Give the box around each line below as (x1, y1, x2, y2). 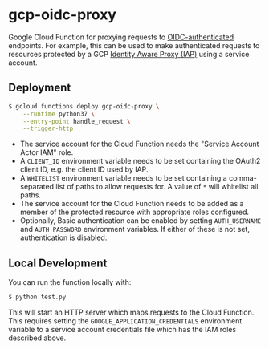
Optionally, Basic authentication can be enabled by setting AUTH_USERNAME (19, 216, 262, 225)
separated (19, 182, 55, 192)
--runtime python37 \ (22, 110, 95, 118)
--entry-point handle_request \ (22, 117, 131, 125)
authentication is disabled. (19, 233, 108, 242)
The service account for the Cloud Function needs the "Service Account (19, 139, 259, 149)
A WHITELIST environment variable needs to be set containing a (19, 173, 227, 183)
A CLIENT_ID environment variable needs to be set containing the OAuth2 (19, 156, 261, 166)
